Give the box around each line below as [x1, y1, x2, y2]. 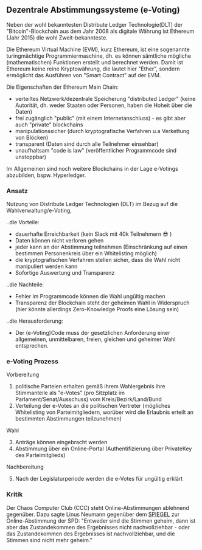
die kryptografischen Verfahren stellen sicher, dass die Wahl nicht [15, 256, 181, 264]
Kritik [6, 490, 23, 499]
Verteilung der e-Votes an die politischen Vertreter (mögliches [15, 402, 171, 410]
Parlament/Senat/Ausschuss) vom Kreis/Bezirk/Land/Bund [15, 396, 162, 403]
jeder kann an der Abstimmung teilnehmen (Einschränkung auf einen [15, 243, 187, 251]
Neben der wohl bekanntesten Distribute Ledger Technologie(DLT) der [6, 21, 183, 28]
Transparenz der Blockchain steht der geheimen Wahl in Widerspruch [15, 299, 190, 306]
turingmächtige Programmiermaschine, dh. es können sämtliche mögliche [6, 52, 192, 60]
